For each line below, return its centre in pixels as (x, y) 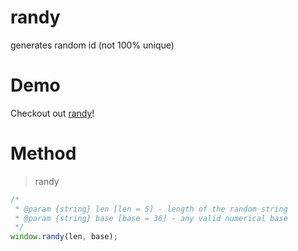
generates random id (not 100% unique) (92, 45)
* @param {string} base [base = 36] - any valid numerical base (151, 218)
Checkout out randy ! (52, 113)
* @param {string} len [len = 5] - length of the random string (151, 209)
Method (43, 153)
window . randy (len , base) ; (64, 237)
